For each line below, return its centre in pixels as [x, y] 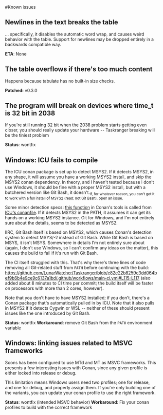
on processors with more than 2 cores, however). [54, 288]
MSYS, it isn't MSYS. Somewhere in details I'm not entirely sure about [75, 243]
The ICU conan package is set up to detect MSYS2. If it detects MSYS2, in [80, 172]
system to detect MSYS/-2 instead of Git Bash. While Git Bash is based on [79, 238]
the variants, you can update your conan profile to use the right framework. [80, 393]
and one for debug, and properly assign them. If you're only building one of [81, 387]
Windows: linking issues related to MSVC [69, 343]
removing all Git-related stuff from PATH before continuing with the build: [77, 268]
